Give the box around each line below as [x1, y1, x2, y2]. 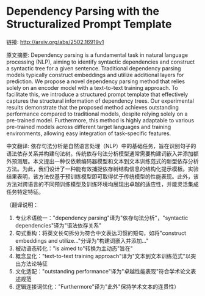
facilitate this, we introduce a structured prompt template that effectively [6, 91, 189, 98]
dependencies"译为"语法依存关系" [15, 221, 102, 229]
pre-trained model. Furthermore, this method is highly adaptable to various [6, 116, 194, 124]
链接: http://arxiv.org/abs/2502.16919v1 [6, 38, 104, 45]
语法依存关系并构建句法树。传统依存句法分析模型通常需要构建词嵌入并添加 [6, 150, 193, 157]
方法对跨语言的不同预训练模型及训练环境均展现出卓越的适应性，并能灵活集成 [6, 180, 199, 188]
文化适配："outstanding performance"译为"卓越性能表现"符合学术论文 [15, 267, 191, 275]
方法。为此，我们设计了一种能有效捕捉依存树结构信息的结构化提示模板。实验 [6, 165, 199, 172]
